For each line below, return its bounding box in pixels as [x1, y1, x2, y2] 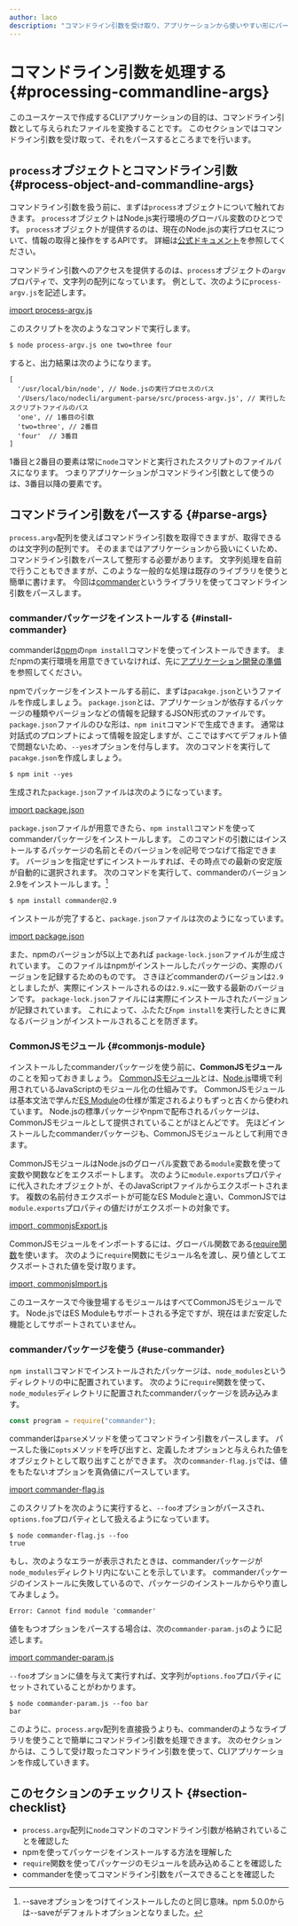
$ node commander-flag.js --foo [9, 1531, 129, 1540]
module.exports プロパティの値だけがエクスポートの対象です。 [9, 1203, 235, 1214]
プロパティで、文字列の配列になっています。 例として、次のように [9, 276, 250, 287]
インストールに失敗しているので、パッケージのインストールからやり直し [24, 1578, 288, 1589]
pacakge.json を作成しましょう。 [9, 752, 127, 763]
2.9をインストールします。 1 [9, 877, 109, 890]
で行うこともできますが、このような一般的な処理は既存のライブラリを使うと [9, 565, 289, 577]
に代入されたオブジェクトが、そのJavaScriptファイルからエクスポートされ [9, 1181, 281, 1191]
